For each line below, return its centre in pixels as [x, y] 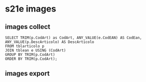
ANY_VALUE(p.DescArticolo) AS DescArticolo [50, 42]
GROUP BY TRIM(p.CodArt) [30, 55]
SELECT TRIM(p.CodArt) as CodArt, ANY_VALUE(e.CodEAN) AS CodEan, [73, 38]
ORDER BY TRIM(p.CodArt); [31, 59]
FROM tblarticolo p [25, 46]
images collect [28, 27]
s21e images [31, 9]
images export [27, 74]
